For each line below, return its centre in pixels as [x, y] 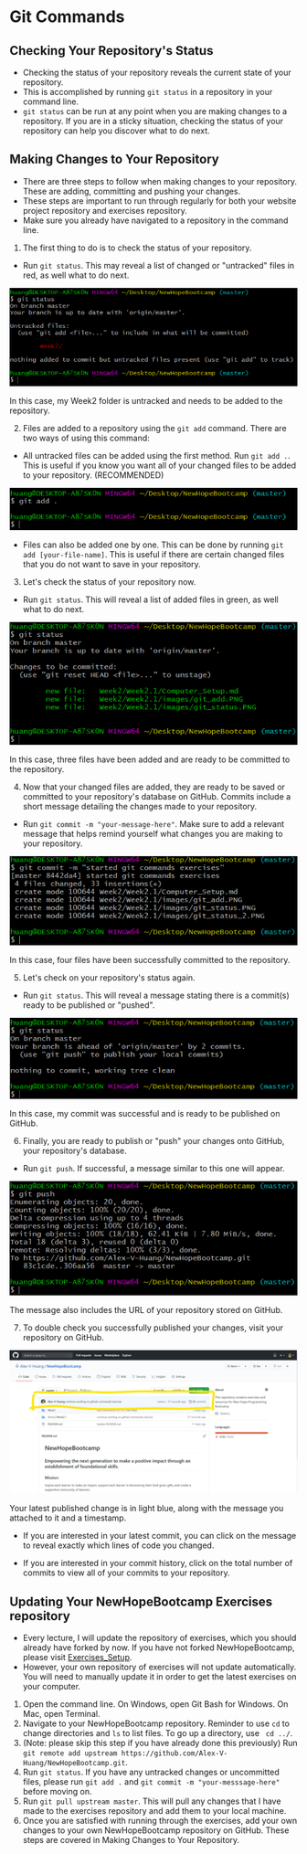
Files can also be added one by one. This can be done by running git [153, 545]
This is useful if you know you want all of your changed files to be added [159, 465]
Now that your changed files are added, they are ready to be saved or [154, 787]
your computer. [51, 1687]
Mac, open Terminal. [61, 1714]
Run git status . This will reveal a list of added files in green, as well [150, 599]
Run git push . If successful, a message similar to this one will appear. [153, 1168]
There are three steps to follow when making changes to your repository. [160, 181]
